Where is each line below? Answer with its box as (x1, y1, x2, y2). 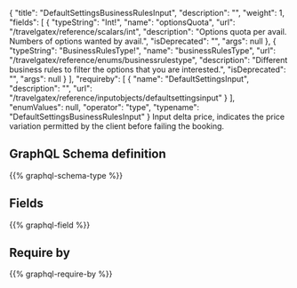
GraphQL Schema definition (9, 147, 166, 162)
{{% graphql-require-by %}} (9, 268, 113, 279)
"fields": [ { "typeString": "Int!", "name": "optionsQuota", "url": (9, 17, 236, 28)
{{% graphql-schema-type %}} (9, 170, 124, 180)
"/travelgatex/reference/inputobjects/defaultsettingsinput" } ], (9, 92, 236, 103)
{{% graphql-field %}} (9, 220, 91, 230)
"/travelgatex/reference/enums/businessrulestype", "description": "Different (9, 55, 288, 65)
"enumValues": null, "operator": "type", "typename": (9, 102, 200, 112)
